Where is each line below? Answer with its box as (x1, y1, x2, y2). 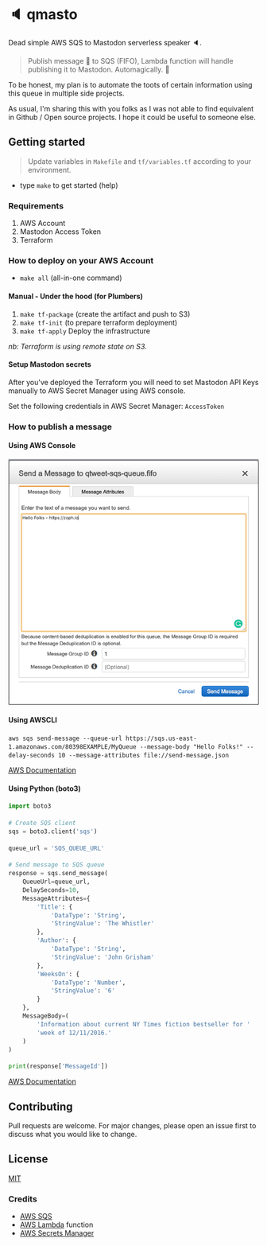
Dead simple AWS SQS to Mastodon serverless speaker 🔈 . (8, 37, 203, 47)
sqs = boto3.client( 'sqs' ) (8, 827, 98, 835)
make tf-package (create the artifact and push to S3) (19, 309, 191, 318)
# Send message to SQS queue (8, 861, 105, 869)
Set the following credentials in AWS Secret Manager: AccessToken (8, 401, 225, 411)
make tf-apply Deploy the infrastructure (19, 326, 151, 336)
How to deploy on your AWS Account (8, 255, 154, 266)
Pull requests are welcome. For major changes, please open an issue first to (8, 1121, 257, 1131)
